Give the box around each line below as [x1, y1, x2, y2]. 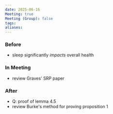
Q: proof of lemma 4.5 [12, 98, 57, 104]
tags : [5, 20, 16, 26]
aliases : [5, 25, 23, 30]
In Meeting [5, 64, 31, 71]
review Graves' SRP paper [12, 75, 65, 81]
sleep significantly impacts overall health [12, 52, 94, 58]
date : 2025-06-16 [5, 7, 40, 12]
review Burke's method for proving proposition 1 [12, 104, 108, 110]
